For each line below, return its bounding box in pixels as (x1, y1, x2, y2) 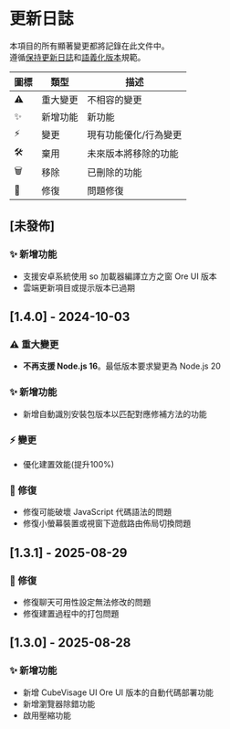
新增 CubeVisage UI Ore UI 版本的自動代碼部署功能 (22, 687, 214, 698)
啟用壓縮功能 (22, 710, 71, 721)
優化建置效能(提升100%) (22, 458, 115, 469)
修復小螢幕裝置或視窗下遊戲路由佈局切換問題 (22, 518, 192, 529)
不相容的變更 (87, 93, 143, 106)
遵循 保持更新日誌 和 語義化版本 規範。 (9, 51, 146, 62)
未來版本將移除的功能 (87, 147, 180, 160)
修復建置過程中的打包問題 (22, 607, 120, 618)
